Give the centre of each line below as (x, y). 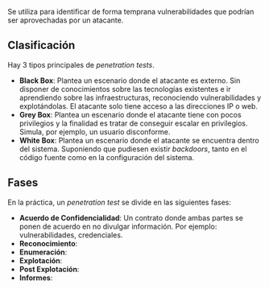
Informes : (36, 278)
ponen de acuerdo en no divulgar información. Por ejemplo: (118, 226)
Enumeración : (43, 252)
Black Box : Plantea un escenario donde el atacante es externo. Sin (130, 81)
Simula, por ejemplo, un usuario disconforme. (95, 131)
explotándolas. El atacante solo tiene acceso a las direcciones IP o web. (139, 106)
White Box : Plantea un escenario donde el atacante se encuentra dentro (139, 140)
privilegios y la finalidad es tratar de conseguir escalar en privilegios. (133, 123)
